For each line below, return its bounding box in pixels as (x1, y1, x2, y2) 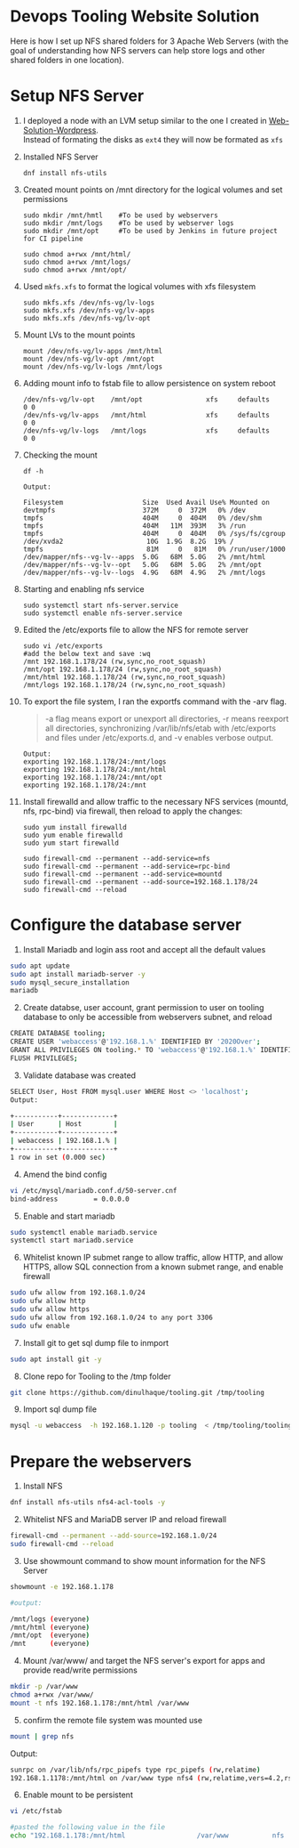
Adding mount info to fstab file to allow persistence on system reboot (22, 377, 276, 388)
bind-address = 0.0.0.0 (10, 1195, 130, 1204)
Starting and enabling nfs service (22, 583, 145, 594)
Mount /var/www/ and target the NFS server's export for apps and (22, 1656, 265, 1666)
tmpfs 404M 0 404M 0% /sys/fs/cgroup (22, 529, 287, 538)
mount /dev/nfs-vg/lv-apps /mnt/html (22, 346, 163, 355)
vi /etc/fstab (10, 1807, 63, 1816)
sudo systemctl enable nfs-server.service (22, 608, 183, 618)
